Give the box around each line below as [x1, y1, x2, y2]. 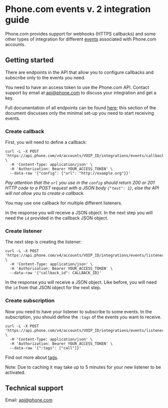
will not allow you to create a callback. [5, 190, 85, 196]
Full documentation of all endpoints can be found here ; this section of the [5, 104, 156, 111]
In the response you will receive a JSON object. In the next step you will [5, 210, 153, 216]
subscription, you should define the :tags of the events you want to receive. [5, 314, 162, 320]
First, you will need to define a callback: [5, 139, 87, 145]
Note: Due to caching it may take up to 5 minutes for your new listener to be [5, 364, 161, 370]
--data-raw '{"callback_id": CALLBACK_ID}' [9, 271, 101, 276]
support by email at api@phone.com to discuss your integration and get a [5, 89, 156, 96]
